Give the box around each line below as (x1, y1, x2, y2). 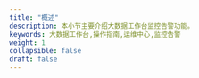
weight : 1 (9, 38, 46, 48)
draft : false (9, 55, 58, 64)
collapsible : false (9, 47, 82, 56)
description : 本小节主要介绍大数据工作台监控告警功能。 (9, 22, 195, 30)
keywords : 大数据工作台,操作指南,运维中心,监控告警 (9, 30, 181, 39)
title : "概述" (9, 13, 60, 22)
